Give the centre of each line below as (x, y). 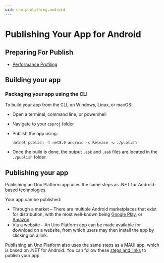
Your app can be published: (33, 200)
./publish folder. (29, 157)
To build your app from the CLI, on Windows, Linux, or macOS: (69, 105)
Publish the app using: (35, 134)
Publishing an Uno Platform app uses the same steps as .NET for (71, 185)
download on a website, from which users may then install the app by (83, 230)
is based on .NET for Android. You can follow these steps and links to (76, 250)
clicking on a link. (30, 235)
